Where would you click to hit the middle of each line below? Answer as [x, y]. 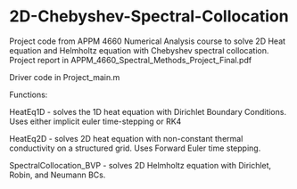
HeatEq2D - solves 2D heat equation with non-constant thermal [126, 138]
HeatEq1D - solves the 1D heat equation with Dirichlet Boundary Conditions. [148, 111]
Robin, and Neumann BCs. [58, 175]
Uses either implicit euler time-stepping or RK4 [95, 121]
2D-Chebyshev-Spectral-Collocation [149, 16]
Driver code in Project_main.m [65, 77]
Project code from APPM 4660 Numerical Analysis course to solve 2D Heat [148, 41]
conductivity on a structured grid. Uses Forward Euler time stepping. [135, 148]
